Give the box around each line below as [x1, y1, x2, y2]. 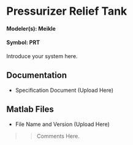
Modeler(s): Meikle [6, 24, 56, 32]
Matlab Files [6, 104, 54, 114]
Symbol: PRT [6, 39, 40, 46]
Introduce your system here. [6, 52, 78, 59]
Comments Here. [36, 132, 80, 139]
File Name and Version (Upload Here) [15, 121, 110, 128]
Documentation [6, 70, 67, 81]
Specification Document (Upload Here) [15, 86, 114, 94]
